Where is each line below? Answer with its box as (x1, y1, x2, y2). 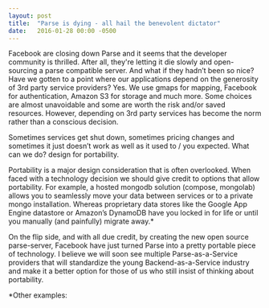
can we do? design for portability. (8, 150, 120, 159)
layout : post (8, 11, 52, 20)
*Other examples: (8, 290, 68, 300)
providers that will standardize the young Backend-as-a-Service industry (8, 258, 251, 268)
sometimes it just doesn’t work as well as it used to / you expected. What (8, 142, 250, 151)
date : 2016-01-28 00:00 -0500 (8, 27, 116, 35)
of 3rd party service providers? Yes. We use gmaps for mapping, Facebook (8, 83, 257, 92)
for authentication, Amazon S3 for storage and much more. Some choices (8, 92, 252, 101)
